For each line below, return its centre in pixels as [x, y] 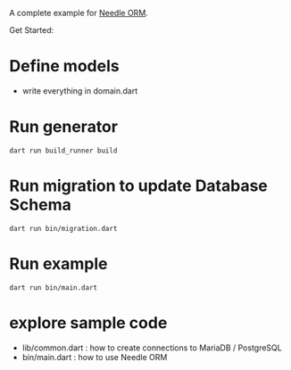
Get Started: [32, 30]
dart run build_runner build [63, 151]
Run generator [64, 127]
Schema [40, 205]
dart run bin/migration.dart [63, 228]
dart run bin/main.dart [54, 288]
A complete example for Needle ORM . [79, 13]
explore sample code [88, 322]
